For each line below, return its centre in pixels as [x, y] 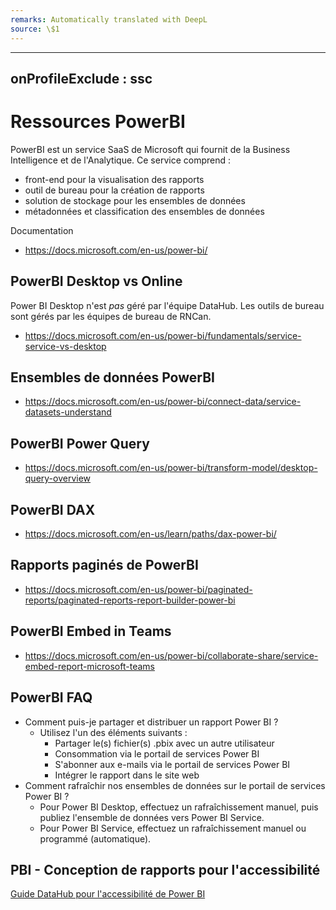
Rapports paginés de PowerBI [104, 565]
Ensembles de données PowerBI [112, 377]
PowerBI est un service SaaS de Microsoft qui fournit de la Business [150, 149]
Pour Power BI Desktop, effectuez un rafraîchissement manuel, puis [179, 807]
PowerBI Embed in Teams [91, 631]
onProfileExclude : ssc [81, 78]
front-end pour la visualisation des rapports [114, 179]
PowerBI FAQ [51, 697]
